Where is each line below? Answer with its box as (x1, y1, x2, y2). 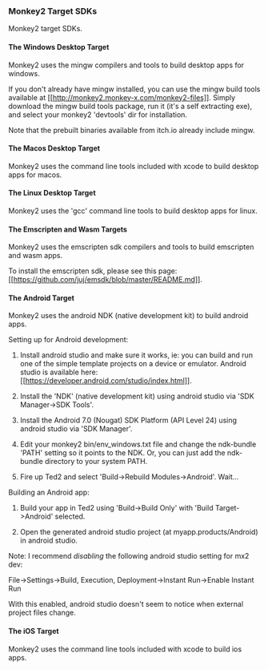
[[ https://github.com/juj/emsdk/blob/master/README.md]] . (8, 275, 202, 285)
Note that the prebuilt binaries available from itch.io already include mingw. (8, 125, 255, 135)
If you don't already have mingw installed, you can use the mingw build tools (8, 84, 261, 94)
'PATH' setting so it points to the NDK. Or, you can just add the (19, 448, 226, 458)
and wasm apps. (8, 251, 62, 260)
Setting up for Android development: (8, 335, 129, 345)
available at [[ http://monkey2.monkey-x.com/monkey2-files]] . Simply (8, 92, 236, 102)
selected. (54, 511, 86, 522)
